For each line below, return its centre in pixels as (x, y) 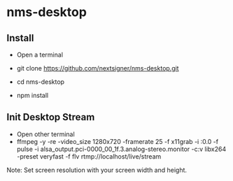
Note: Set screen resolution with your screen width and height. (97, 170)
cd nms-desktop (40, 82)
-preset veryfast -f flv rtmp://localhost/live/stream (89, 156)
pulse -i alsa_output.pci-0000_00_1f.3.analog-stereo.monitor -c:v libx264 (121, 149)
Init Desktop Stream (51, 117)
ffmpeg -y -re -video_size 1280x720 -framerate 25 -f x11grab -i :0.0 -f (117, 141)
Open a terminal (40, 55)
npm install (33, 95)
